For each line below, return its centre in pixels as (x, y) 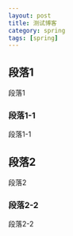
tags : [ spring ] (33, 38)
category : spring (37, 30)
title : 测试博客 (33, 23)
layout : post (30, 16)
